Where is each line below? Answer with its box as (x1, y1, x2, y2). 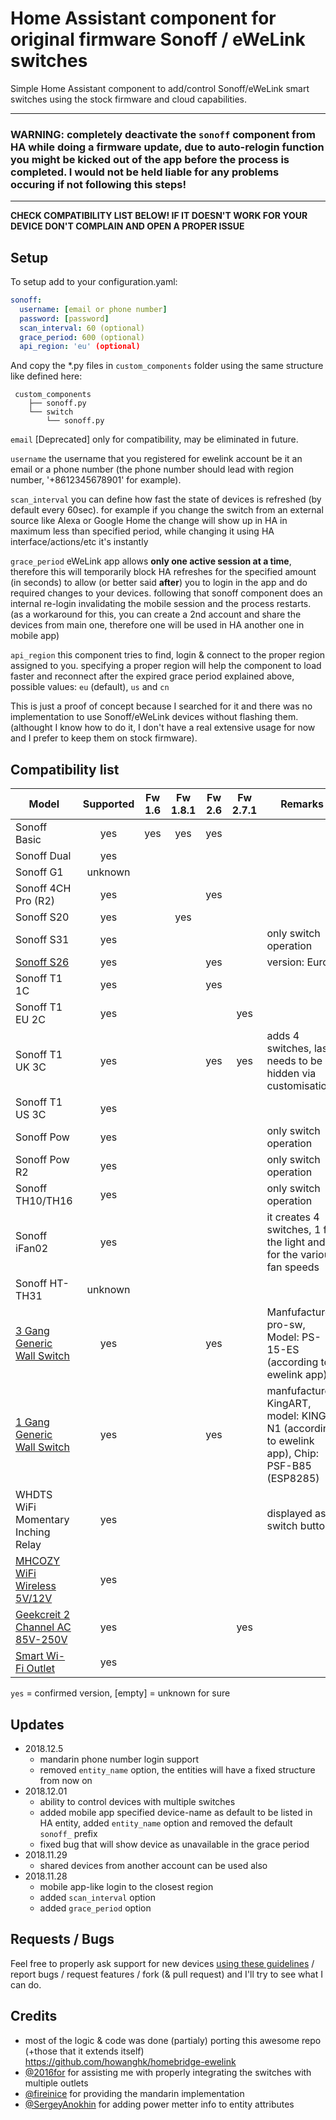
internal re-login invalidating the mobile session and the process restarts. (10, 598, 312, 610)
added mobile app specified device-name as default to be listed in (39, 1806, 313, 1818)
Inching (15, 1525, 51, 1539)
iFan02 (15, 1242, 49, 1256)
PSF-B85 (266, 1459, 312, 1473)
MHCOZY (15, 1554, 61, 1568)
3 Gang (15, 1324, 50, 1338)
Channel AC (15, 1620, 72, 1634)
